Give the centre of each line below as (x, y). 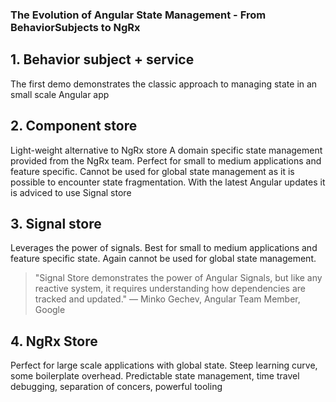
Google (50, 310)
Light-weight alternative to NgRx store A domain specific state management (166, 150)
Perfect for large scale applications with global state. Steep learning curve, (164, 365)
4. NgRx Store (54, 341)
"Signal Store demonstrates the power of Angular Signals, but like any (178, 278)
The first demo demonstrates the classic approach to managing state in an (164, 84)
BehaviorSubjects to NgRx (75, 27)
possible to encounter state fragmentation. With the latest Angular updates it (168, 182)
